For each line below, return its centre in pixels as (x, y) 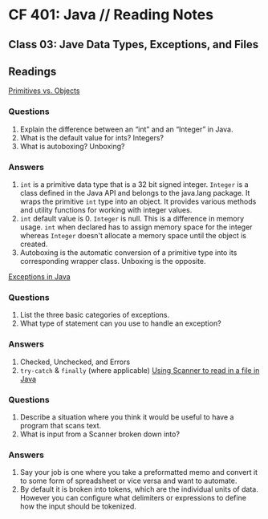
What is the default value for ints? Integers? (92, 137)
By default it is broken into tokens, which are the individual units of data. (139, 489)
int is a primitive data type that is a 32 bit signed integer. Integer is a (134, 184)
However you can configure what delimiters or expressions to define (133, 498)
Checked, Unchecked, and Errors (75, 362)
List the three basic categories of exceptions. (95, 315)
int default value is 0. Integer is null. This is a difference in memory (132, 218)
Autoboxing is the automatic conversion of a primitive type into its (128, 252)
